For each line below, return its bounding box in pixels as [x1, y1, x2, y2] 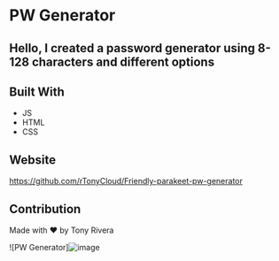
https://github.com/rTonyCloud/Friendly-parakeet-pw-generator [9, 176, 244, 187]
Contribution [9, 201, 81, 217]
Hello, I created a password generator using [9, 41, 255, 56]
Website [9, 152, 56, 167]
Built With [9, 84, 65, 99]
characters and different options [31, 54, 215, 69]
